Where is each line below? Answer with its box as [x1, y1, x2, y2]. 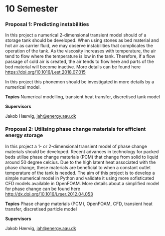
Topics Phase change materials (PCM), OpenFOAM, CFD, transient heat [5, 201, 153, 207]
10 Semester [5, 3, 58, 14]
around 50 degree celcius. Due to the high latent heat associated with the [5, 159, 156, 165]
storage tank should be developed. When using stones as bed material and [5, 37, 159, 43]
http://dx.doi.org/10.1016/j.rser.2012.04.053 [5, 191, 93, 197]
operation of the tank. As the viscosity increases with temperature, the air [5, 48, 156, 54]
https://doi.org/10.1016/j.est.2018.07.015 [5, 69, 86, 75]
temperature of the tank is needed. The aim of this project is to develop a [5, 170, 156, 176]
